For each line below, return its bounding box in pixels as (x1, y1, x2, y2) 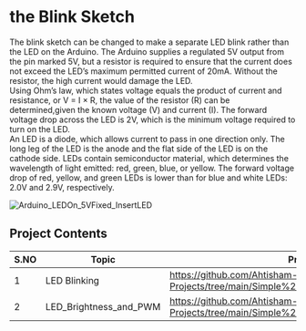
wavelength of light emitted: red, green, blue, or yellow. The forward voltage (9, 162, 294, 173)
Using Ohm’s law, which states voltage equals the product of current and (9, 85, 282, 96)
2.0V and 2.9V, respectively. (9, 181, 116, 192)
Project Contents (9, 226, 107, 242)
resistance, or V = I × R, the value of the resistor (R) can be (9, 94, 230, 106)
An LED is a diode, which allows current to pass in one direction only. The (9, 133, 285, 144)
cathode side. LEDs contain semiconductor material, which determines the (9, 152, 290, 163)
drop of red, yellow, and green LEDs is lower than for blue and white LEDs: (9, 171, 289, 183)
